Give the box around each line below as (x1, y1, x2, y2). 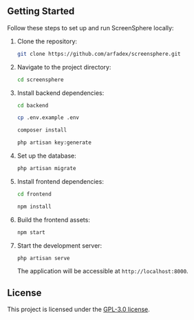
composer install (17, 127, 67, 134)
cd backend (17, 102, 49, 109)
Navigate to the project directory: (17, 63, 111, 71)
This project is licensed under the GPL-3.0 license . (7, 306, 150, 314)
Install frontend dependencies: (17, 177, 105, 185)
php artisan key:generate (17, 139, 91, 147)
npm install (17, 203, 52, 210)
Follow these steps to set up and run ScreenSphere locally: (7, 23, 174, 32)
